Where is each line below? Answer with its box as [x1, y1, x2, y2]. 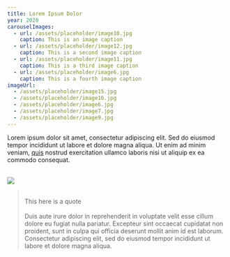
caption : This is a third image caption [20, 62, 139, 69]
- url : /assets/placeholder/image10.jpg [13, 29, 132, 37]
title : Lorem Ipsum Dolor [7, 10, 82, 17]
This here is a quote [24, 197, 82, 205]
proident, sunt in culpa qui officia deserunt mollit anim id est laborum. [24, 226, 224, 235]
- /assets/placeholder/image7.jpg [13, 108, 114, 115]
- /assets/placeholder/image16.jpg [13, 95, 117, 102]
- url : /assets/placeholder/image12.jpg [13, 43, 132, 50]
